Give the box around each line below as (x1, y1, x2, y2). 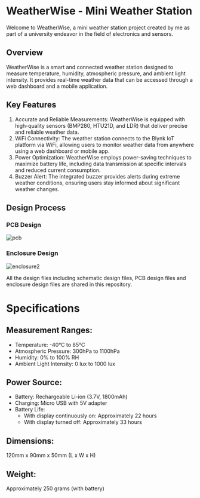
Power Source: (6, 377, 63, 388)
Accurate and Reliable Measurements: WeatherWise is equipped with (14, 115, 185, 123)
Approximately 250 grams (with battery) (6, 485, 104, 492)
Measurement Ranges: (6, 325, 93, 336)
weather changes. (14, 185, 60, 192)
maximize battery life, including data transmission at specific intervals (14, 160, 187, 167)
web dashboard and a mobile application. (6, 82, 108, 90)
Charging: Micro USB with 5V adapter (14, 399, 107, 407)
